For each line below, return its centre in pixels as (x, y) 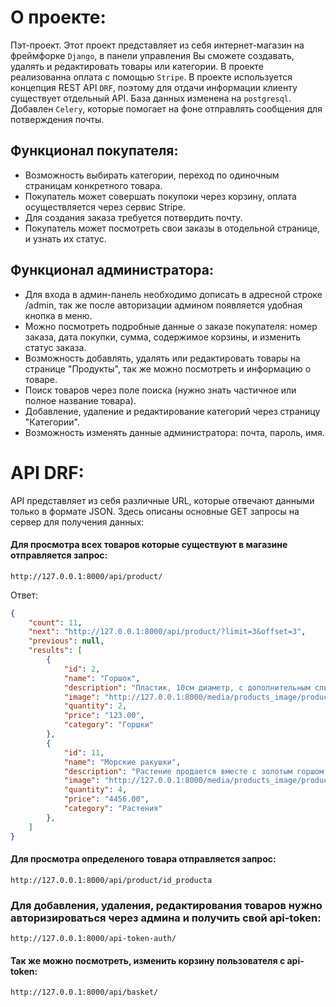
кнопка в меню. (58, 315)
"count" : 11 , (55, 622)
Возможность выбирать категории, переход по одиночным (152, 175)
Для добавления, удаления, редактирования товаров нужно (166, 905)
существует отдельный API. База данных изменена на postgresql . (151, 98)
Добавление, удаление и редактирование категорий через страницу (172, 411)
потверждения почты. (57, 119)
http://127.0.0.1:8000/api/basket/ (84, 992)
